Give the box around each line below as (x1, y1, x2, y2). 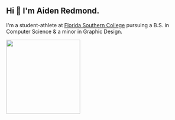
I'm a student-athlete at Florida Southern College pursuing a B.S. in (6, 21, 170, 28)
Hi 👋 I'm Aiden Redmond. (6, 6, 100, 16)
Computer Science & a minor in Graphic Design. (6, 28, 123, 35)
